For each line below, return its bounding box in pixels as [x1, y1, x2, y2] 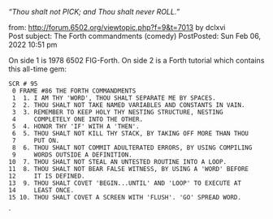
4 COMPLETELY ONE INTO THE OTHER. [11, 115, 144, 123]
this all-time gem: [8, 64, 67, 74]
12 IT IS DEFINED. [8, 172, 85, 180]
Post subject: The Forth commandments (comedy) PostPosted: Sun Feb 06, [8, 32, 262, 41]
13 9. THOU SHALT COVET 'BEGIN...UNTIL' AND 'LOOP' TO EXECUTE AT [8, 179, 242, 187]
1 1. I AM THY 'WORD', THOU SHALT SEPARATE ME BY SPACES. [11, 94, 217, 102]
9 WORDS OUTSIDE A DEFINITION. [11, 151, 132, 159]
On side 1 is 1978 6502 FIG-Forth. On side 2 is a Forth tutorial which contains [8, 56, 265, 65]
